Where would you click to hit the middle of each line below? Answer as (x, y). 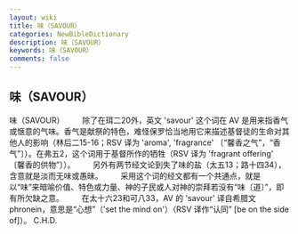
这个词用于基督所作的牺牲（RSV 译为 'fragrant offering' (173, 153)
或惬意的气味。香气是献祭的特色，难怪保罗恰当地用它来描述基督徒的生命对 (145, 131)
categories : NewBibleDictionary (69, 34)
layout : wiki (33, 17)
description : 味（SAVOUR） (57, 42)
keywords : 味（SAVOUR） (51, 51)
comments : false (39, 59)
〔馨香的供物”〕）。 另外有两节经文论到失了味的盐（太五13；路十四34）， (148, 165)
